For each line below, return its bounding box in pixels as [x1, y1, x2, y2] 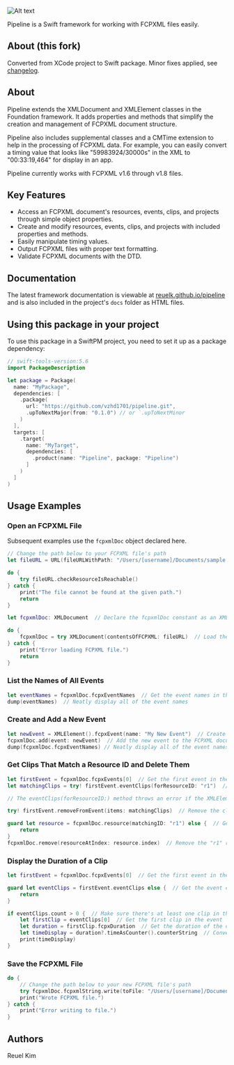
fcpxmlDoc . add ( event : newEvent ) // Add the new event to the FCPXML [7, 737, 214, 744]
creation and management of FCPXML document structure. [7, 119, 178, 128]
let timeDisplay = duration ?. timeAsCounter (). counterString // [19, 930, 210, 937]
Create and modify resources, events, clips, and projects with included [17, 222, 221, 231]
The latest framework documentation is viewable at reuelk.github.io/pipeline [7, 291, 226, 299]
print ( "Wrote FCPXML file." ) [19, 994, 104, 1001]
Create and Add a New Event [7, 715, 106, 725]
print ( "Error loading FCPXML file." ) [19, 646, 130, 654]
